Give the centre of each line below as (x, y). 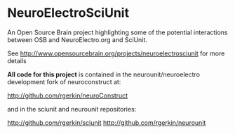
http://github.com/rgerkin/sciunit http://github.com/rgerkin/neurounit (107, 122)
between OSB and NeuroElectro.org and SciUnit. (77, 39)
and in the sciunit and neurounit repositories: (72, 109)
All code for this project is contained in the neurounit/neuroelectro (103, 74)
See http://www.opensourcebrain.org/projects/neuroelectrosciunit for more (116, 53)
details (17, 60)
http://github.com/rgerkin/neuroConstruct (68, 95)
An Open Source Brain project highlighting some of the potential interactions (117, 32)
